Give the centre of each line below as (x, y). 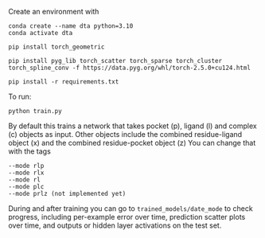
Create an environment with (54, 12)
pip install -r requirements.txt (64, 82)
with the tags (30, 151)
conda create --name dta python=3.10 (71, 26)
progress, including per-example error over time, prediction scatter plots (127, 217)
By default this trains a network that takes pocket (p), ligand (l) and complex (132, 126)
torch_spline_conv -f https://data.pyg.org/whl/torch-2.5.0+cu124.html (129, 68)
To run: (20, 96)
